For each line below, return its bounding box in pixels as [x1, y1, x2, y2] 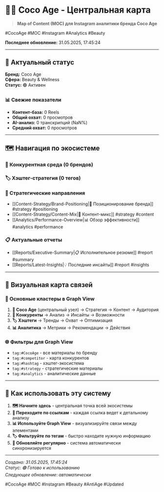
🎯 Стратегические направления [5, 190, 85, 197]
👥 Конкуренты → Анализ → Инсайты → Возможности [12, 312, 125, 317]
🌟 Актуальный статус [5, 58, 75, 67]
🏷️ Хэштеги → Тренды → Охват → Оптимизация [12, 317, 113, 323]
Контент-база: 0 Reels [12, 110, 60, 115]
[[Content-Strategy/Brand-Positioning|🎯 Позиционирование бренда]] [12, 201, 154, 207]
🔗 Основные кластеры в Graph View [5, 295, 95, 302]
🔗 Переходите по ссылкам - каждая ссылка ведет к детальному [12, 409, 148, 415]
